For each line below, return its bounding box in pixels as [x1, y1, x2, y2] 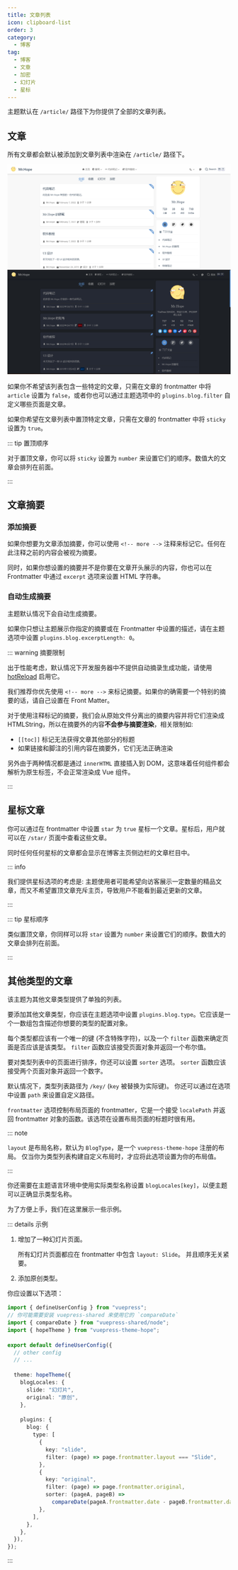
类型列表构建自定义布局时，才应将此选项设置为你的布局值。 [45, 1152, 220, 1161]
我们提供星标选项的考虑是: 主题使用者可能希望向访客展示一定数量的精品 [7, 877, 216, 886]
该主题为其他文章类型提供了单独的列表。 [7, 995, 125, 1004]
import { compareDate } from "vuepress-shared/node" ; [7, 1319, 170, 1326]
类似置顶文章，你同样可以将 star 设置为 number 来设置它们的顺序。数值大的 [7, 930, 227, 938]
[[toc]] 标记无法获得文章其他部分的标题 [17, 735, 135, 743]
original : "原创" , [25, 1394, 79, 1401]
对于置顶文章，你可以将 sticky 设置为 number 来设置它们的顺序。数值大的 [7, 453, 220, 462]
